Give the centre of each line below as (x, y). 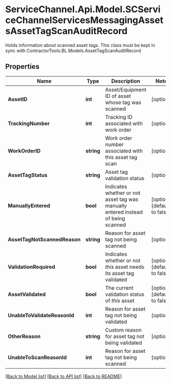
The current (119, 288)
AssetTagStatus (27, 175)
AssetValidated (27, 294)
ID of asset (118, 96)
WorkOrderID (24, 150)
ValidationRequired (32, 267)
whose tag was (123, 102)
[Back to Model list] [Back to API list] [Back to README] (64, 376)
